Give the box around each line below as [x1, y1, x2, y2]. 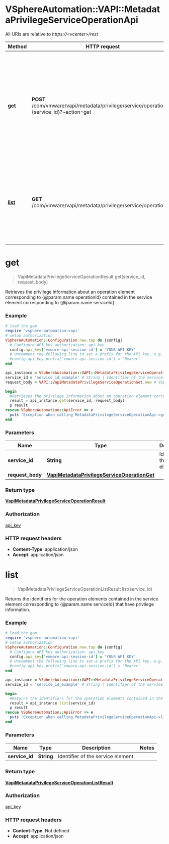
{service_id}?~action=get [32, 108, 92, 115]
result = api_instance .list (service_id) [10, 700, 96, 706]
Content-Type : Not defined [12, 828, 69, 834]
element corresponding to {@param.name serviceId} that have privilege [5, 601, 154, 607]
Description [82, 744, 111, 752]
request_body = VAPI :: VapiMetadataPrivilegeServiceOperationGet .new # [5, 380, 156, 385]
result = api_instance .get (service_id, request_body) [10, 398, 125, 403]
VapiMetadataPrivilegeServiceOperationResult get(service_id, [17, 273, 146, 279]
